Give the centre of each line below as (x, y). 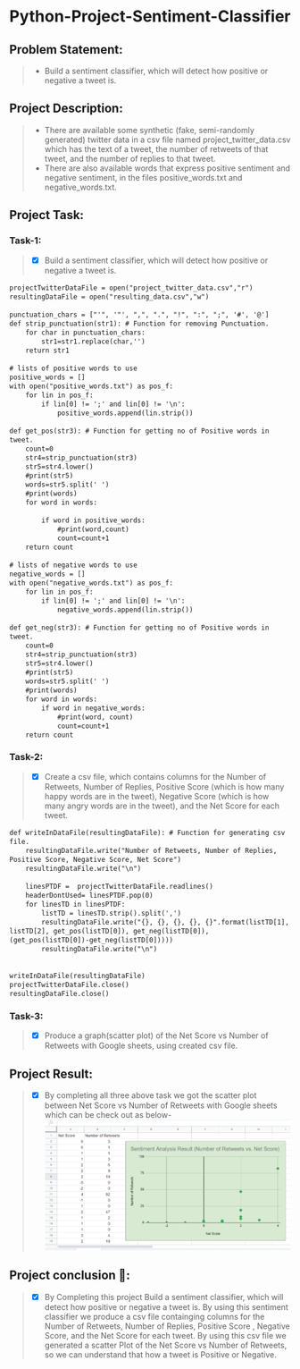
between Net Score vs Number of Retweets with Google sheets (161, 1105)
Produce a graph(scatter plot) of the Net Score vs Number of (157, 1035)
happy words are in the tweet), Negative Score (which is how (157, 796)
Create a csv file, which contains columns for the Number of (155, 776)
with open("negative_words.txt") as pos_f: (92, 583)
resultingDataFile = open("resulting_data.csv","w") (109, 297)
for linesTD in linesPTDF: (75, 904)
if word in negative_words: (93, 708)
